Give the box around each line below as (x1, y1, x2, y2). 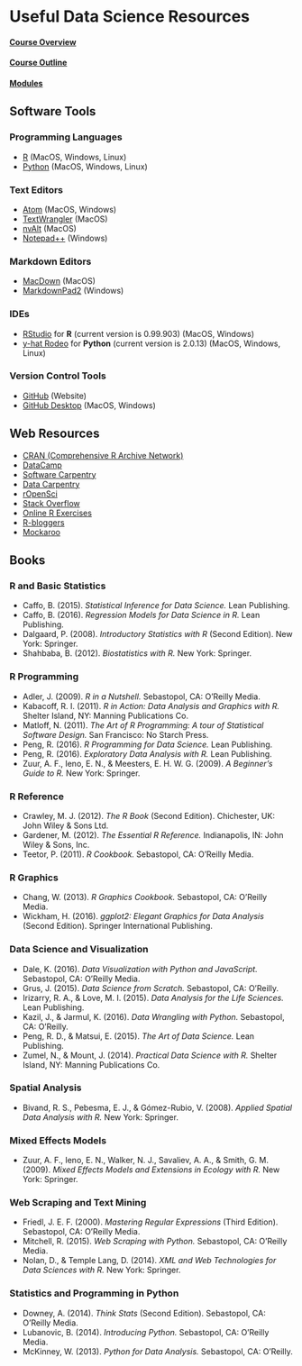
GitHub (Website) (22, 390, 87, 401)
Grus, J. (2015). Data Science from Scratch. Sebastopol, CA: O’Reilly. (22, 982, 279, 993)
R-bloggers (22, 516, 65, 528)
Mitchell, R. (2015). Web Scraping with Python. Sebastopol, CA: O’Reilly (22, 1236, 288, 1247)
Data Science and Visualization (9, 943, 149, 956)
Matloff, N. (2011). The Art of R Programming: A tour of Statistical (22, 719, 264, 731)
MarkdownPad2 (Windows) (22, 286, 124, 296)
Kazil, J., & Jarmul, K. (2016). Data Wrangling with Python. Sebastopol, (22, 1011, 286, 1022)
